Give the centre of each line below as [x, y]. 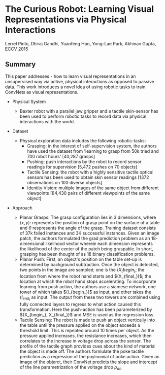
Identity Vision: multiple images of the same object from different [93, 188]
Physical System [29, 102]
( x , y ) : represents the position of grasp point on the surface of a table [90, 222]
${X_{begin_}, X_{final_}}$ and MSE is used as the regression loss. [87, 314]
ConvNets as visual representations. [42, 92]
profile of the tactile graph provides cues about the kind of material [88, 346]
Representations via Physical [66, 19]
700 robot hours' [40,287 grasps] [61, 156]
